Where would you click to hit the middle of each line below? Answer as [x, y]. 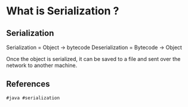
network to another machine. [42, 65]
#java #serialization [33, 98]
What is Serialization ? [63, 11]
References [28, 84]
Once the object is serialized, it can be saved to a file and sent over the [93, 59]
